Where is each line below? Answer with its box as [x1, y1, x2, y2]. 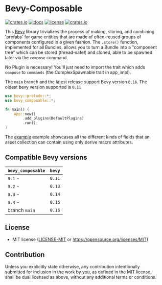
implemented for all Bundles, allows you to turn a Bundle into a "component [5, 44, 157, 50]
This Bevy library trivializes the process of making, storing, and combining [5, 28, 155, 34]
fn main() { [5, 107, 29, 112]
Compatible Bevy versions [5, 153, 87, 162]
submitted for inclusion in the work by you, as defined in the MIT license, [5, 269, 152, 275]
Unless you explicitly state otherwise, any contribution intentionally [5, 263, 140, 269]
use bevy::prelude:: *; [5, 94, 51, 98]
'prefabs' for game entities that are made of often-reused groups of [5, 34, 141, 40]
